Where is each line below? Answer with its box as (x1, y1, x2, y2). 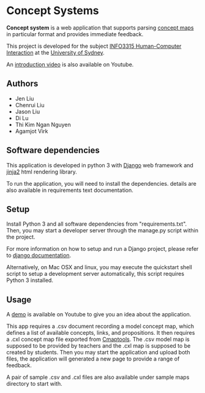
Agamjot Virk (15, 127, 48, 135)
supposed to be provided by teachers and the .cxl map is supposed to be (6, 342, 191, 349)
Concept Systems (6, 4, 99, 18)
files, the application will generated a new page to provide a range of (6, 355, 180, 362)
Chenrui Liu (15, 101, 45, 109)
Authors (6, 78, 39, 89)
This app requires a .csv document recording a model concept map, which (6, 322, 195, 330)
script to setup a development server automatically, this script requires (6, 270, 185, 278)
